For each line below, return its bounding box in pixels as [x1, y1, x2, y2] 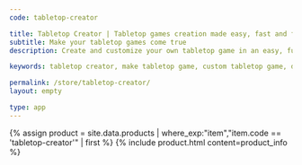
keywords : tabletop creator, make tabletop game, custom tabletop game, [9, 62, 288, 72]
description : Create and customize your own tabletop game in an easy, [9, 46, 283, 55]
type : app [9, 103, 47, 112]
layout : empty [9, 87, 63, 96]
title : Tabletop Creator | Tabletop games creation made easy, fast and [9, 29, 288, 39]
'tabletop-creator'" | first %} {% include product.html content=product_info [9, 136, 288, 148]
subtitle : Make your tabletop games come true [9, 38, 187, 47]
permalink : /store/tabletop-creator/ [9, 78, 151, 88]
